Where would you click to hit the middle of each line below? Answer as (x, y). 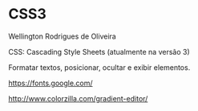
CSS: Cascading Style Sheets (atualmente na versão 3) (99, 51)
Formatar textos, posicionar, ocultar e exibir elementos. (99, 67)
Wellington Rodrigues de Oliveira (62, 36)
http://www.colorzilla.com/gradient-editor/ (78, 98)
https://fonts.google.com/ (51, 83)
